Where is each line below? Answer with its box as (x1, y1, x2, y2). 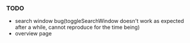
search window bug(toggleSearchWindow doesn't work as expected (14, 18, 185, 25)
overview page (14, 30, 52, 37)
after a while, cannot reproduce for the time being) (14, 24, 140, 31)
